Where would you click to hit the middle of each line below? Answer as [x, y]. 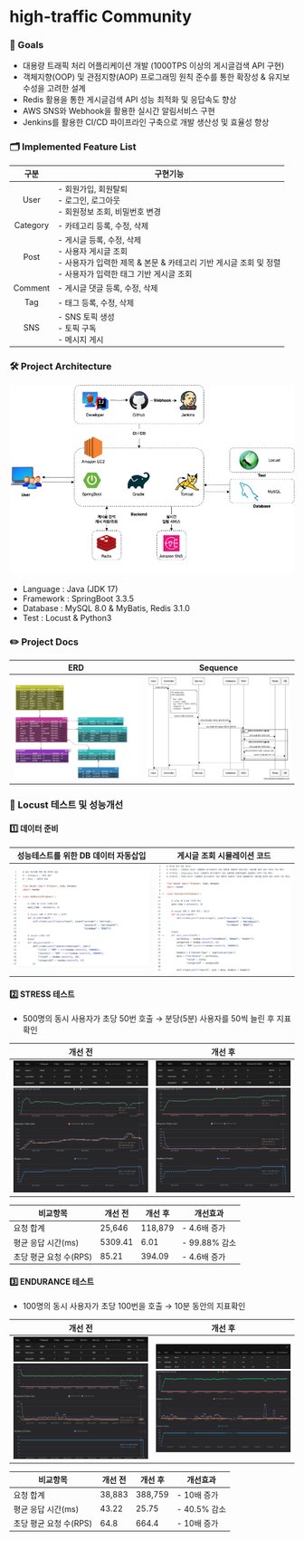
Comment [32, 288]
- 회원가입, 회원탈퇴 [93, 188]
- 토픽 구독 [77, 328]
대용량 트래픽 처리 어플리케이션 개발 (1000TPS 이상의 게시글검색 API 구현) [153, 66]
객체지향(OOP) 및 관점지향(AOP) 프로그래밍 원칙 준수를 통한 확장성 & [144, 77]
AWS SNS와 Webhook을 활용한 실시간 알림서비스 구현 [119, 111]
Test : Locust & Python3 [67, 617]
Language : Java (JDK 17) [70, 589]
